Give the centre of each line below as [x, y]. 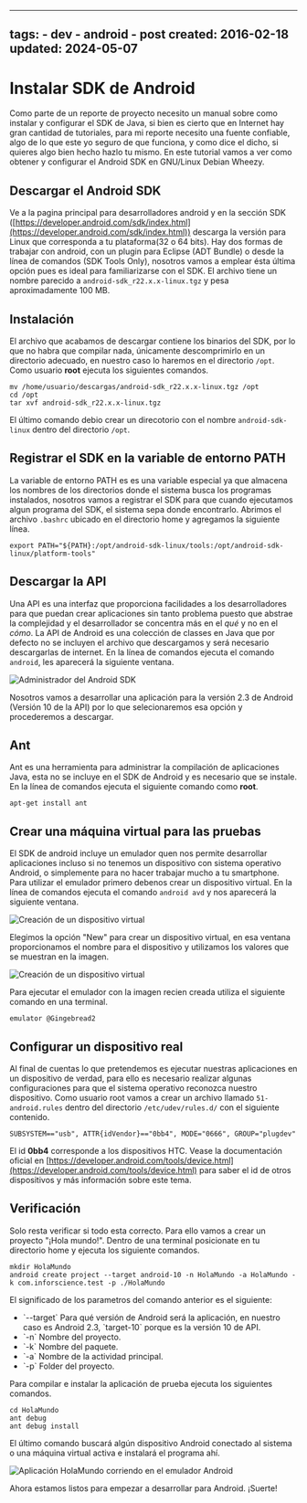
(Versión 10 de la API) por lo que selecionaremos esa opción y [126, 707]
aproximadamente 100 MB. [60, 291]
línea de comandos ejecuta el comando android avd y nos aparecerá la [143, 893]
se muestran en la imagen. [59, 957]
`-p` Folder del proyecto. [69, 1366]
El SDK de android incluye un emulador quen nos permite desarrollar [138, 853]
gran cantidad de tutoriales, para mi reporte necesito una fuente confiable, [150, 132]
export [22, 545]
